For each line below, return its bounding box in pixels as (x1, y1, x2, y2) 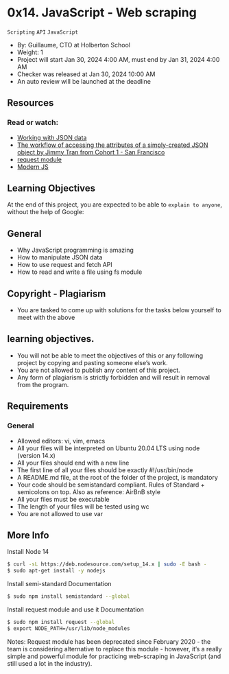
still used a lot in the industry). (7, 659, 93, 667)
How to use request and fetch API (16, 261, 112, 269)
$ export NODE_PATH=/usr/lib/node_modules (7, 625, 130, 632)
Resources (7, 97, 54, 109)
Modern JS (16, 163, 49, 171)
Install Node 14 (7, 548, 49, 556)
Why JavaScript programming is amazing (16, 246, 134, 255)
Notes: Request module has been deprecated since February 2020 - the (7, 637, 211, 646)
